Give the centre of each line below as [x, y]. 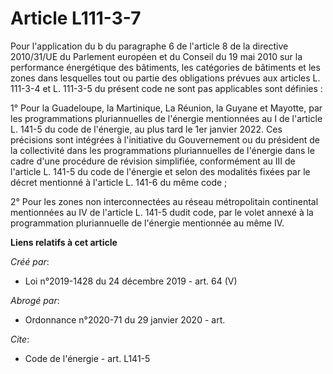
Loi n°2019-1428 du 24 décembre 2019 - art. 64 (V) [131, 281]
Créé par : [30, 261]
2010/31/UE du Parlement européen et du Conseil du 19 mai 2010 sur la [156, 56]
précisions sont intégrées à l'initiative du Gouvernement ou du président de [165, 139]
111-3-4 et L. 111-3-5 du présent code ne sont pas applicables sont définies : [166, 88]
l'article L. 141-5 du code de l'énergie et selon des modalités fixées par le [160, 171]
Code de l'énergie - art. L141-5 [87, 358]
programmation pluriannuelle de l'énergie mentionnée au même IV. [147, 223]
